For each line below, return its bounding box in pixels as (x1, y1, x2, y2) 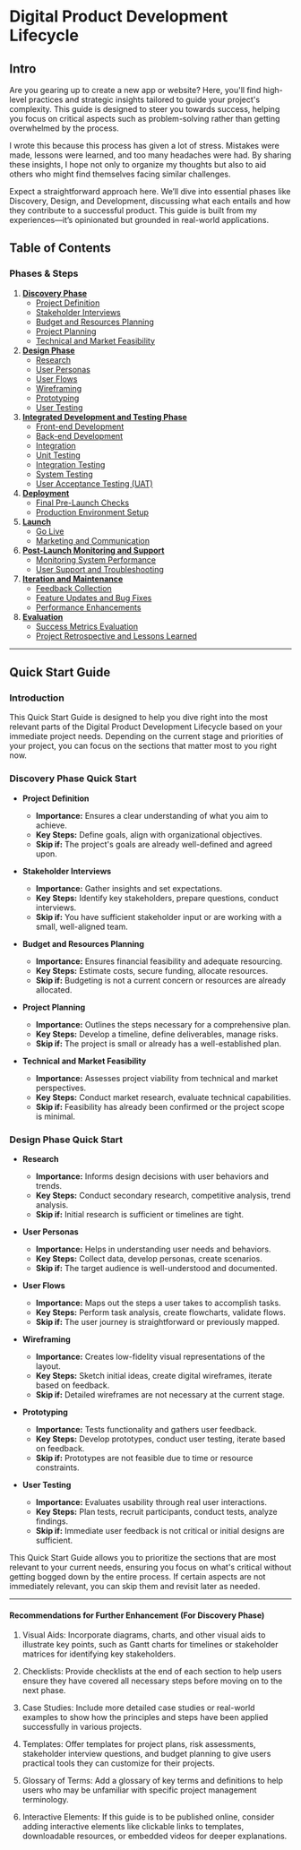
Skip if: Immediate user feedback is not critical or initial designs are (35, 1525, 285, 1536)
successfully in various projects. (21, 1722, 142, 1733)
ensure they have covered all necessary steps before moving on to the (21, 1675, 283, 1686)
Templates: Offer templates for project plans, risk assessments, (21, 1739, 256, 1750)
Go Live (35, 526, 64, 537)
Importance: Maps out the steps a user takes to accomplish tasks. (35, 1297, 281, 1308)
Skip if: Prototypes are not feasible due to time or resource (35, 1452, 254, 1463)
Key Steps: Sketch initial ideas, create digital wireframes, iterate (35, 1370, 272, 1381)
